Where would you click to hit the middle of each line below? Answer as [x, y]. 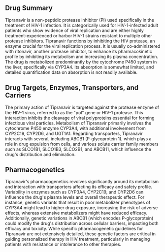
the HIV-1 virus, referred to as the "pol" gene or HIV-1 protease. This [74, 112]
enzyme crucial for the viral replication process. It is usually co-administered [83, 46]
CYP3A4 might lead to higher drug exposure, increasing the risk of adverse [82, 208]
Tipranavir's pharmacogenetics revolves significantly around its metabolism [82, 182]
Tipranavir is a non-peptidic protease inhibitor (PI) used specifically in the [80, 20]
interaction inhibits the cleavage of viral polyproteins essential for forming [80, 118]
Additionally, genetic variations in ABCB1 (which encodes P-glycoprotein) [79, 218]
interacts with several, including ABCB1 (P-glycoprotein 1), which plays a [78, 139]
